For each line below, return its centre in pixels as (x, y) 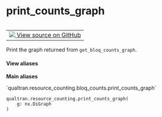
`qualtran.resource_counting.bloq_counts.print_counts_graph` (81, 88)
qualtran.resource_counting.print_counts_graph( (67, 99)
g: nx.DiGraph (34, 104)
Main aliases (22, 77)
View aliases (22, 63)
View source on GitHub (49, 35)
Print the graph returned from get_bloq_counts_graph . (72, 49)
